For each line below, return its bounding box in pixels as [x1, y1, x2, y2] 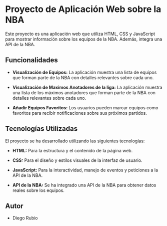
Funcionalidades [5, 56, 58, 65]
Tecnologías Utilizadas [5, 124, 78, 133]
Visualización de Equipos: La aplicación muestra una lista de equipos [12, 69, 157, 75]
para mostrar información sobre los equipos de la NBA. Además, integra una [5, 36, 162, 42]
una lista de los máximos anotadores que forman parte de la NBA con [12, 89, 156, 96]
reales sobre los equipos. [12, 187, 65, 193]
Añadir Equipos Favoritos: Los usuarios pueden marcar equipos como [12, 104, 158, 111]
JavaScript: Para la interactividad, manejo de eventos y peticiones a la [12, 167, 158, 173]
